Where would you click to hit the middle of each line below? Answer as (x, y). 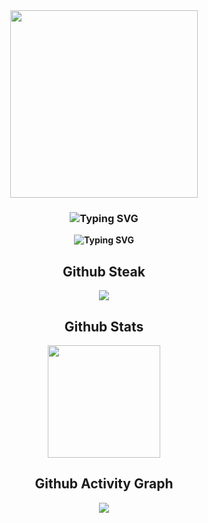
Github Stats (104, 326)
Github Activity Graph (104, 484)
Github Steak (104, 271)
